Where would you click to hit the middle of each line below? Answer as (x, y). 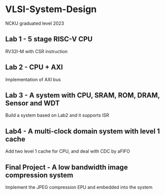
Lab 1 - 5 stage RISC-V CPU (49, 39)
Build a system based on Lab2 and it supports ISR (57, 115)
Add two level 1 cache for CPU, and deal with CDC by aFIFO (68, 151)
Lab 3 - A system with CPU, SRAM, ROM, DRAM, (82, 95)
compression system (39, 175)
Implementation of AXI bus (33, 79)
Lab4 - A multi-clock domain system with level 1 (82, 131)
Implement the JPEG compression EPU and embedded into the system (79, 187)
